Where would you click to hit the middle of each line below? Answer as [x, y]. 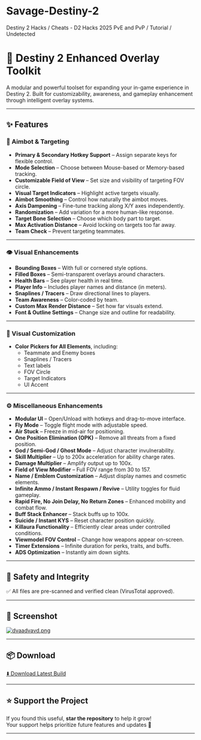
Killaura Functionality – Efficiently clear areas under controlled [92, 527]
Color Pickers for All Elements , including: [66, 347]
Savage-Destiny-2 [53, 11]
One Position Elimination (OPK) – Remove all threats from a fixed [95, 438]
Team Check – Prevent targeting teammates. [70, 231]
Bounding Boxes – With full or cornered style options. [81, 268]
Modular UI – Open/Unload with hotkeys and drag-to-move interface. [100, 419]
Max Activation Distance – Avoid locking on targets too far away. [95, 225]
